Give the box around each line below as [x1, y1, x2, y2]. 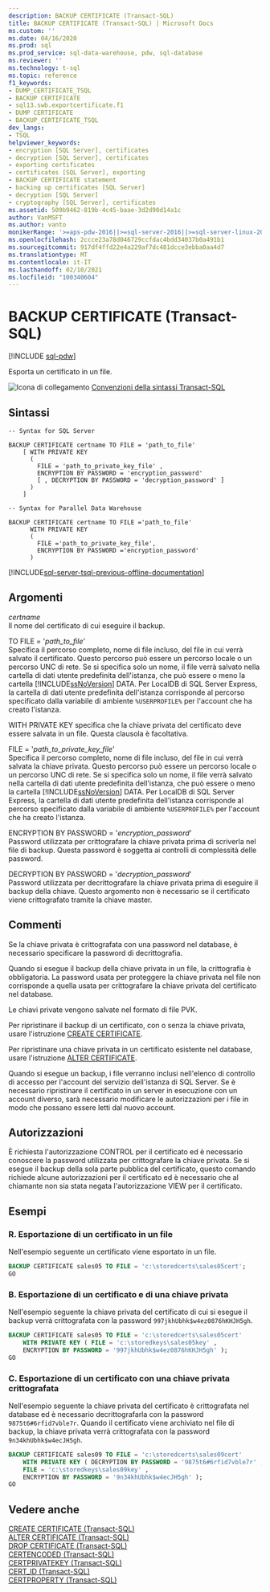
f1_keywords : [8, 79, 52, 87]
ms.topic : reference [8, 71, 78, 80]
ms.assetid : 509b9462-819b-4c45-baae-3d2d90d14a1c [8, 206, 182, 214]
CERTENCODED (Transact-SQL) [8, 1549, 115, 1559]
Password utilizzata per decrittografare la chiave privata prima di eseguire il [8, 877, 259, 888]
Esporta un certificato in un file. [8, 367, 112, 377]
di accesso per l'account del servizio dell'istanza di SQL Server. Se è [8, 1077, 235, 1087]
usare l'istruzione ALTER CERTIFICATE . [8, 1053, 138, 1063]
